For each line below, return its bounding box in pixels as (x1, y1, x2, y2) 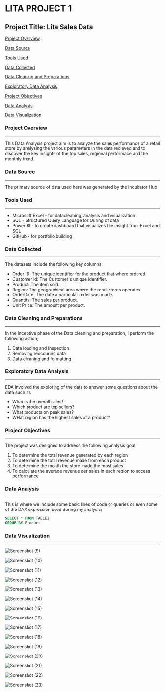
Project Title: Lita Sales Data (5, 23, 93, 31)
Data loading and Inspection (12, 345, 70, 351)
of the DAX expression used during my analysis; (5, 507, 102, 512)
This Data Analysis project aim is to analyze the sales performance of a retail (5, 140, 160, 146)
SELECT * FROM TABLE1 (5, 516, 50, 521)
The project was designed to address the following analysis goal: (5, 442, 137, 449)
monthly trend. (5, 156, 35, 162)
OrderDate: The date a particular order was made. (12, 292, 114, 298)
